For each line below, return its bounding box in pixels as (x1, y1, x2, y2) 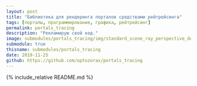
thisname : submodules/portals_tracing (6, 47, 101, 53)
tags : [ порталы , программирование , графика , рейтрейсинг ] (6, 19, 151, 25)
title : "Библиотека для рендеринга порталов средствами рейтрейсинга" (6, 14, 182, 20)
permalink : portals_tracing (6, 25, 75, 31)
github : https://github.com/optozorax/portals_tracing (6, 57, 143, 63)
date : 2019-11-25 (6, 52, 49, 58)
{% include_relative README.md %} (6, 74, 94, 81)
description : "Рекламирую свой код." (6, 30, 98, 36)
